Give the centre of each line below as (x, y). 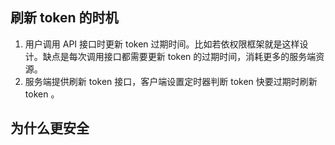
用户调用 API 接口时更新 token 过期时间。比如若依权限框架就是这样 (162, 44)
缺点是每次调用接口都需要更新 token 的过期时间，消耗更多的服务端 (179, 56)
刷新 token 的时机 (64, 18)
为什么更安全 (50, 128)
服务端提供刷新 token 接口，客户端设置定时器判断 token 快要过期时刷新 (171, 81)
